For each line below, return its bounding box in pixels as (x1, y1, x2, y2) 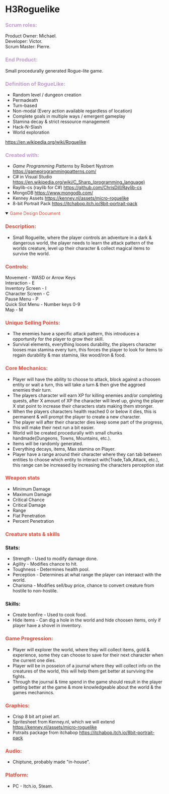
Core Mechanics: (5, 364, 48, 372)
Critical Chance (12, 497, 45, 503)
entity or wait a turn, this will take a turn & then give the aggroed (12, 382, 146, 388)
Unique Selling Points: (5, 319, 60, 326)
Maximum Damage (12, 491, 52, 497)
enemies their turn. (12, 387, 52, 393)
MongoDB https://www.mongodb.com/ (12, 190, 93, 196)
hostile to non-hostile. (12, 588, 58, 594)
